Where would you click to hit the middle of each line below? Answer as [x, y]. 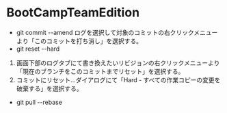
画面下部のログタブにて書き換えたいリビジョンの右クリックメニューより [118, 62]
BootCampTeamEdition [73, 13]
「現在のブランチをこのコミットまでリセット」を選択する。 [100, 71]
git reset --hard [38, 49]
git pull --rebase [39, 102]
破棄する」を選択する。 [49, 88]
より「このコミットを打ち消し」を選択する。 [79, 41]
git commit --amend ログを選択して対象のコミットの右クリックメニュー [117, 32]
